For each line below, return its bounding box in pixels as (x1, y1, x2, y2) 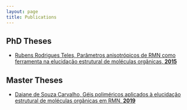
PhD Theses (6, 36, 52, 46)
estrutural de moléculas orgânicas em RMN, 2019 (14, 97, 136, 104)
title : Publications (6, 14, 57, 20)
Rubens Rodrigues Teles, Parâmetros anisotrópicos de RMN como (14, 51, 176, 59)
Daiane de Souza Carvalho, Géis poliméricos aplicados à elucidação (14, 91, 181, 98)
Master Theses (6, 75, 63, 85)
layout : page (6, 8, 38, 15)
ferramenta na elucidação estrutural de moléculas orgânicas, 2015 (14, 58, 178, 65)
